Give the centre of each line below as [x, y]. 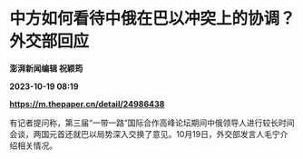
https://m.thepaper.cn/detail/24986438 [87, 104]
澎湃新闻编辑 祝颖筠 [46, 68]
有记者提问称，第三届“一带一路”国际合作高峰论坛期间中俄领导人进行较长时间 [152, 123]
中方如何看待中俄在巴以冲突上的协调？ [153, 19]
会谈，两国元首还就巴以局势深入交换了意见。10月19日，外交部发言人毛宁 [145, 134]
